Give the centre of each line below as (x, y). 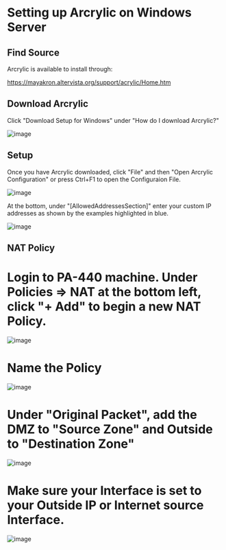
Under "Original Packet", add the (102, 415)
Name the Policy (54, 368)
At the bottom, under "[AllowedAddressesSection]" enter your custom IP (109, 206)
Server (27, 27)
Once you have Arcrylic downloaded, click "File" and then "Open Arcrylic (110, 172)
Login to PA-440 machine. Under (102, 278)
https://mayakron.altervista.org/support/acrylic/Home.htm (89, 82)
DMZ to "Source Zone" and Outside (110, 429)
